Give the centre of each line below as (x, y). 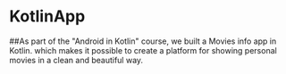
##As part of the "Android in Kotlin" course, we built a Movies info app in (143, 41)
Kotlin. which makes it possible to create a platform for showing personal (143, 50)
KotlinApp (47, 16)
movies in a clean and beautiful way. (76, 60)
